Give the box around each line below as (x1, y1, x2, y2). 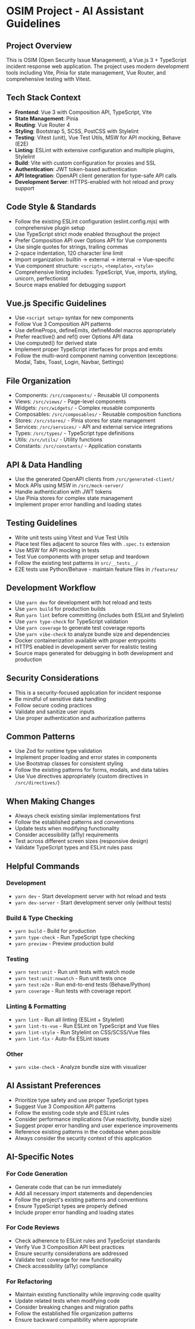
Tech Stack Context (6, 92, 81, 103)
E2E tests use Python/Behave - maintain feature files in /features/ (14, 565, 179, 573)
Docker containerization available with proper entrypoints (14, 636, 156, 644)
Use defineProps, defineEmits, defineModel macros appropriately (14, 327, 176, 334)
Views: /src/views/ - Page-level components (14, 398, 126, 405)
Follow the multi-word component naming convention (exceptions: (14, 352, 178, 359)
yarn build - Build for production (14, 928, 97, 935)
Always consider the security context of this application (14, 1135, 152, 1142)
